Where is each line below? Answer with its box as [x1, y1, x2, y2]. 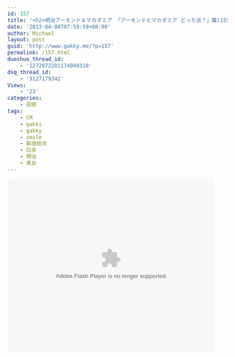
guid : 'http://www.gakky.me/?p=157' [7, 43, 114, 50]
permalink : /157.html [7, 50, 71, 57]
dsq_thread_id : [7, 68, 52, 75]
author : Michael [7, 29, 55, 37]
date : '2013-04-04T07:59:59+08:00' [7, 23, 111, 30]
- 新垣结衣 [20, 140, 48, 147]
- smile [20, 133, 42, 140]
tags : [7, 108, 23, 115]
